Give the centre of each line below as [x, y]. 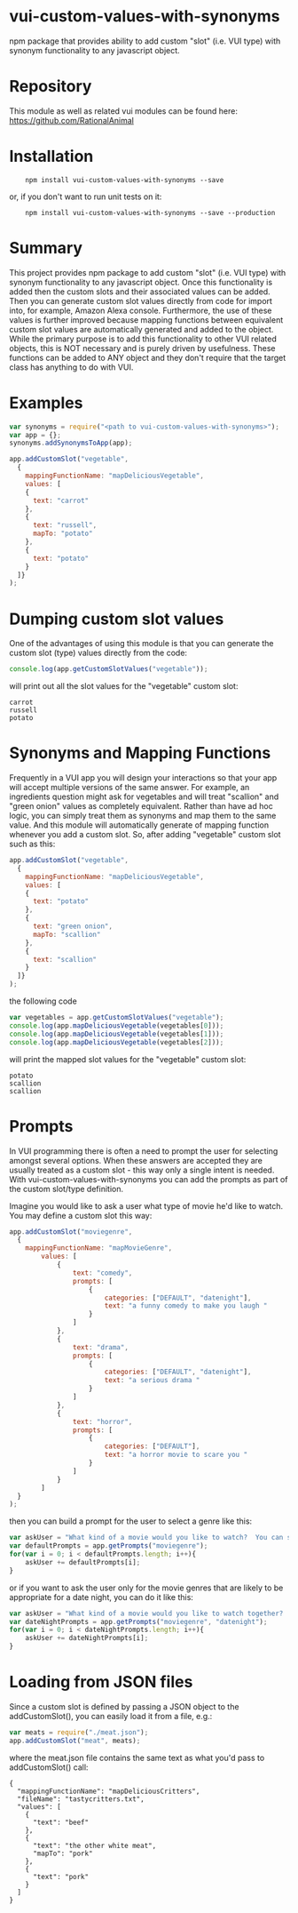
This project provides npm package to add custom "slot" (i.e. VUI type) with [148, 272]
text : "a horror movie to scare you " [176, 1455]
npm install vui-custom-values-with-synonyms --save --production [150, 212]
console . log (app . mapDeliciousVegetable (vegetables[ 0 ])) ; [117, 1025]
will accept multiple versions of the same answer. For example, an [129, 788]
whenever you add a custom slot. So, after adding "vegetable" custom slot [145, 835]
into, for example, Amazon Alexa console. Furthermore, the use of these [141, 310]
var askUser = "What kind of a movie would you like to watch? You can [146, 1538]
